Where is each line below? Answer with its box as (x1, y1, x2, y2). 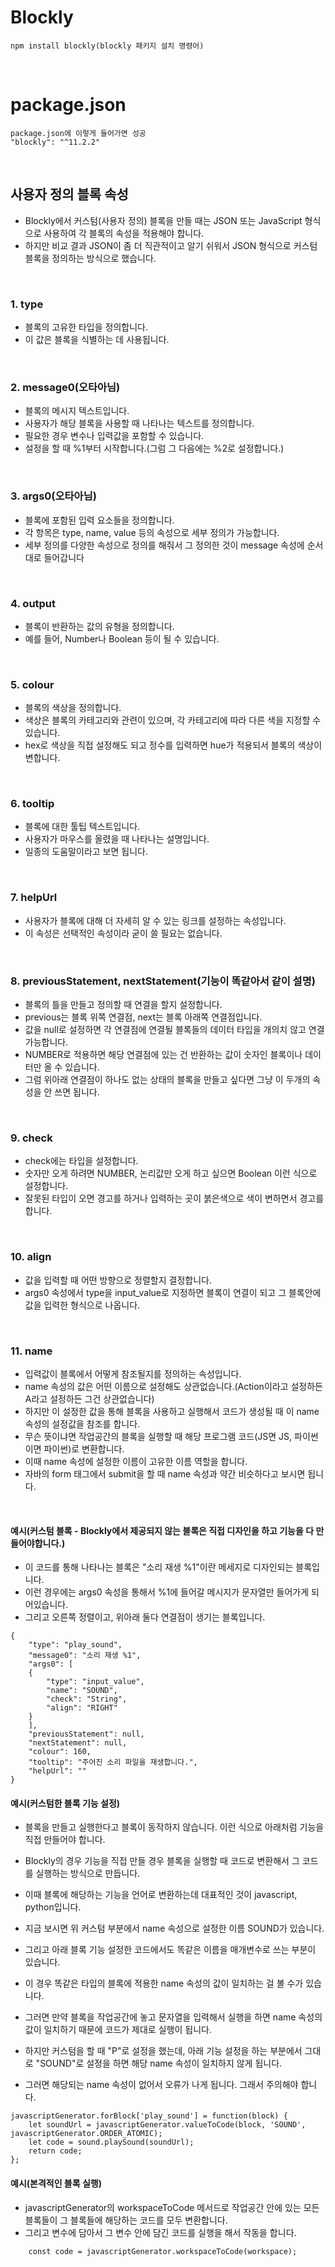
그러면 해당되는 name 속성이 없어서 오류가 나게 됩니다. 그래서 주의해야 (24, 2079, 299, 2091)
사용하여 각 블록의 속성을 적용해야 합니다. (43, 227, 205, 239)
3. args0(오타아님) (10, 489, 97, 503)
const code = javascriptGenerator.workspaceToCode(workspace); (28, 2246, 298, 2256)
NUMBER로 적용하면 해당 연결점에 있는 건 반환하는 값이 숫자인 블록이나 (24, 1049, 303, 1061)
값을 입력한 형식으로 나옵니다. (24, 1299, 141, 1311)
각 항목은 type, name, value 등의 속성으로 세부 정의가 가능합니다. (24, 526, 280, 538)
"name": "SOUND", (46, 1686, 118, 1696)
